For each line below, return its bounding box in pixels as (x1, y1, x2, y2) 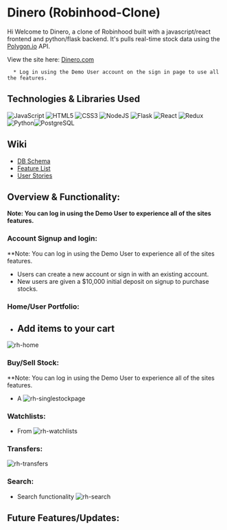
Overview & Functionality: (7, 191, 121, 203)
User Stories (16, 171, 53, 180)
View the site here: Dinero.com (7, 55, 95, 63)
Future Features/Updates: (7, 512, 120, 524)
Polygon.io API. (7, 42, 50, 50)
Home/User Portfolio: (7, 302, 80, 311)
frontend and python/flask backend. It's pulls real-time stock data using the (7, 34, 221, 43)
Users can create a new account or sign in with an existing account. (16, 269, 209, 278)
